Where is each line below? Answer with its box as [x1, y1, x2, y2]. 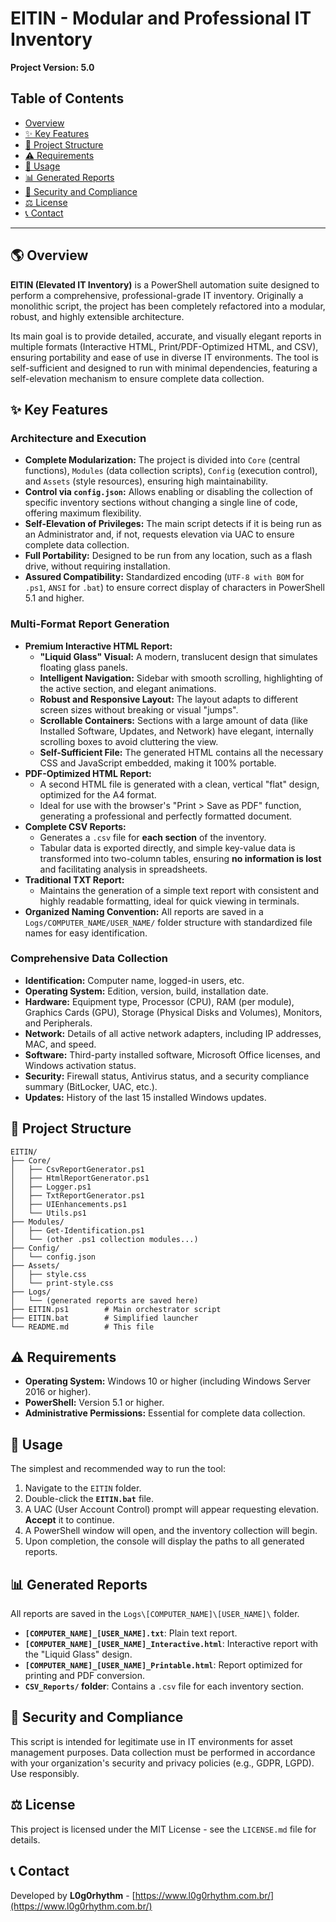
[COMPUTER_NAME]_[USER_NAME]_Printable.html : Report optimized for [24, 1659, 303, 1671]
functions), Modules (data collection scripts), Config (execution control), [24, 465, 318, 477]
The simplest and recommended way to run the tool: [10, 1463, 226, 1475]
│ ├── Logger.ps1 [10, 1182, 92, 1192]
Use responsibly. [10, 1767, 80, 1779]
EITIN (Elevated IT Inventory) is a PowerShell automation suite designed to [10, 278, 320, 291]
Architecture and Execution [10, 431, 147, 445]
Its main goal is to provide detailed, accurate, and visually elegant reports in [10, 330, 322, 342]
